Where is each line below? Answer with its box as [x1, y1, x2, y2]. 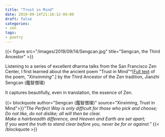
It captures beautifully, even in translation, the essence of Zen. [5, 90, 133, 95]
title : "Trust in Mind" [5, 7, 55, 12]
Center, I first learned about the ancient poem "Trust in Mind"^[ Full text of [5, 68, 155, 74]
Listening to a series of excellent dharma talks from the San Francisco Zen [5, 63, 157, 69]
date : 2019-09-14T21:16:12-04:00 [5, 12, 74, 17]
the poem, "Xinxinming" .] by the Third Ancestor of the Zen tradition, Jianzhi [5, 74, 160, 80]
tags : [5, 30, 16, 35]
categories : [5, 21, 30, 26]
